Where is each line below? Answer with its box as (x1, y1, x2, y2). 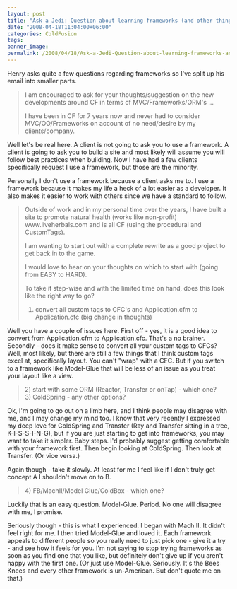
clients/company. (24, 127, 75, 135)
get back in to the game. (24, 249, 96, 257)
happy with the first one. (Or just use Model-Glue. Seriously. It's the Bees (7, 559, 220, 567)
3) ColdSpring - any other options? (24, 392, 126, 401)
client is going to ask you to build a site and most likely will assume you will (7, 148, 225, 156)
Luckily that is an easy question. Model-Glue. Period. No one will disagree (7, 500, 222, 508)
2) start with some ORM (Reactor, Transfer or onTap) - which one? (24, 385, 217, 393)
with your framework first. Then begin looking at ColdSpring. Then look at (7, 443, 221, 453)
